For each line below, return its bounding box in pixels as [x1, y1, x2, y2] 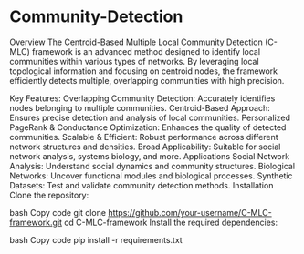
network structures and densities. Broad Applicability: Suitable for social [9, 141, 281, 152]
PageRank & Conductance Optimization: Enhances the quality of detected [9, 121, 287, 133]
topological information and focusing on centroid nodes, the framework [9, 66, 278, 76]
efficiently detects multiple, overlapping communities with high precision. [9, 75, 285, 86]
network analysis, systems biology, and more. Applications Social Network [9, 150, 290, 161]
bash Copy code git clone [9, 207, 107, 218]
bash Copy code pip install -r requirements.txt [9, 234, 183, 245]
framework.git [9, 217, 62, 228]
